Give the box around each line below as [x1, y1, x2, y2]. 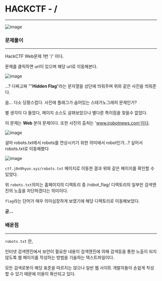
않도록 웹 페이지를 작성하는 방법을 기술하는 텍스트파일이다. [5, 254, 115, 260]
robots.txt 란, [5, 238, 33, 244]
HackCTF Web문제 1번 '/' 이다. [5, 53, 64, 59]
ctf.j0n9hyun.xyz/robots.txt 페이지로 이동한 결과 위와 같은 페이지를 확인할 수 [5, 165, 155, 171]
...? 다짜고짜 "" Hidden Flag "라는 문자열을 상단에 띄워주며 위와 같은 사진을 [5, 83, 144, 89]
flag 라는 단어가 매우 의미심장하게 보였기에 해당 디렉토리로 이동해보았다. [5, 198, 140, 204]
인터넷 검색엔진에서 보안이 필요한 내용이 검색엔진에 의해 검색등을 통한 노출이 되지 [5, 248, 157, 254]
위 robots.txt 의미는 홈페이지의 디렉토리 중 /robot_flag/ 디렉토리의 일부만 [5, 182, 144, 188]
